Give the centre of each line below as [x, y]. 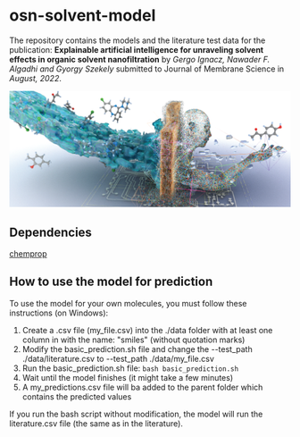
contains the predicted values [77, 396]
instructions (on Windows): [59, 313]
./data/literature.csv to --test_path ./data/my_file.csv [118, 358]
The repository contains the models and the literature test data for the [137, 40]
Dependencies [50, 232]
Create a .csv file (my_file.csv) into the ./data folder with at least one [147, 330]
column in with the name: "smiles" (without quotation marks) [133, 340]
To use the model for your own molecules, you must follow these [128, 303]
